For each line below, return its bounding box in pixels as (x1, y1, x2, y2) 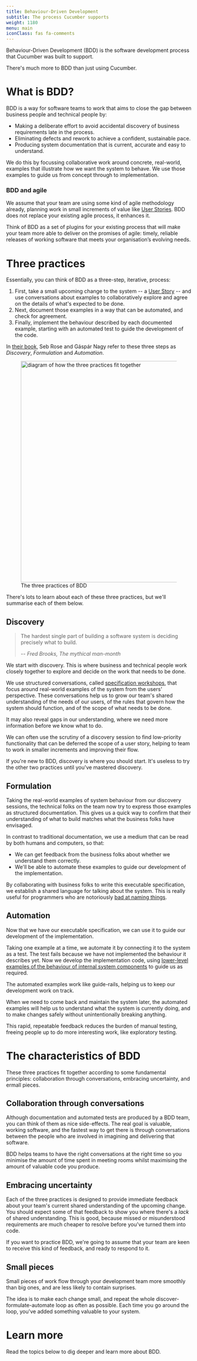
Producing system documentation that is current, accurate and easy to (14, 141, 186, 148)
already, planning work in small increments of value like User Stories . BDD (6, 206, 185, 213)
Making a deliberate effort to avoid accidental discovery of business (14, 122, 180, 130)
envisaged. (6, 822, 34, 829)
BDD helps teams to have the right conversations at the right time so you (6, 1150, 182, 1157)
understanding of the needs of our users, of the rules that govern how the (6, 698, 185, 705)
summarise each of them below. (6, 600, 84, 607)
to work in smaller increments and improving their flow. (6, 746, 139, 753)
